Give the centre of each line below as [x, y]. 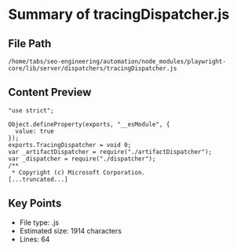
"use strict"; [31, 110]
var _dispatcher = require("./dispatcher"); [82, 159]
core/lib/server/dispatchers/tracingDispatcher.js [93, 68]
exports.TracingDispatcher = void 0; [70, 145]
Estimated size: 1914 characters [70, 230]
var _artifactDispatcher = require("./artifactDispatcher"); [110, 152]
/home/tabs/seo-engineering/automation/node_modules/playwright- [117, 61]
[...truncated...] [38, 179]
